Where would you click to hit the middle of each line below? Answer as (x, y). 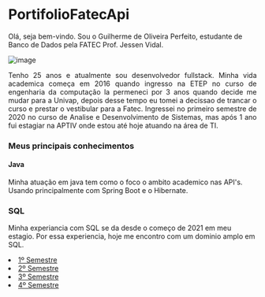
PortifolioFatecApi (69, 15)
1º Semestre (38, 260)
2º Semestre (39, 269)
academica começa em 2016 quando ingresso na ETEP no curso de (132, 84)
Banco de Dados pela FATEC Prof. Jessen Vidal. (86, 44)
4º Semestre (39, 285)
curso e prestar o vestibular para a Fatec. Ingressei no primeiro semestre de (132, 109)
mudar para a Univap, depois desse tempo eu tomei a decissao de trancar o (132, 100)
